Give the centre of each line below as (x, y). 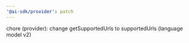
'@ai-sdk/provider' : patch (40, 11)
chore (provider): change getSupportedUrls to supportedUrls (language (94, 28)
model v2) (19, 34)
